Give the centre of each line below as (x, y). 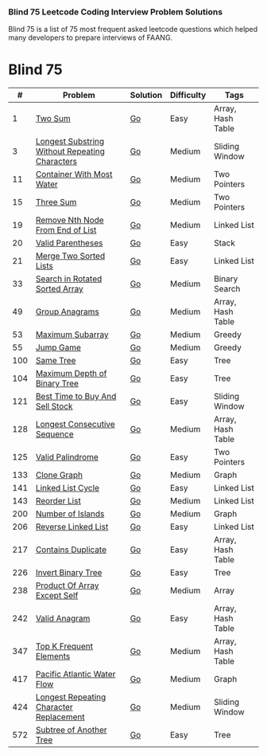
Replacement (60, 717)
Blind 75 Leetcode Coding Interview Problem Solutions (116, 12)
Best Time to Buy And (76, 397)
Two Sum (53, 119)
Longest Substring (70, 142)
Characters (56, 162)
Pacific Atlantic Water (75, 674)
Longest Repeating (71, 697)
